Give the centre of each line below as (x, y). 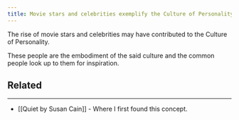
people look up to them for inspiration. (63, 63)
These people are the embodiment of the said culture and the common (111, 55)
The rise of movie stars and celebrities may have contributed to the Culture (117, 34)
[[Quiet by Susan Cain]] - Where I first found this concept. (102, 109)
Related (25, 86)
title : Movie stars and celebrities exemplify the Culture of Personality (121, 14)
